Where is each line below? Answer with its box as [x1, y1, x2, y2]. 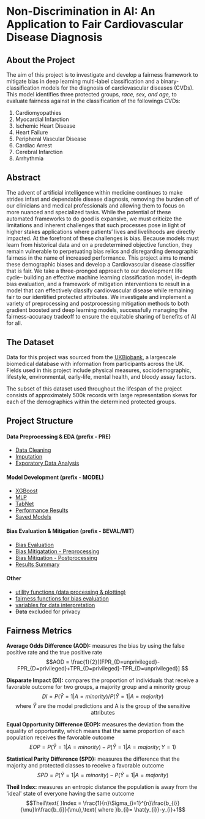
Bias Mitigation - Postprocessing [15, 554, 98, 561]
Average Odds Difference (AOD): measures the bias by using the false [6, 642, 185, 649]
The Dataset [6, 337, 54, 347]
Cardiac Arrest [15, 142, 53, 149]
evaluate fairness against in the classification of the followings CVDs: [6, 97, 181, 104]
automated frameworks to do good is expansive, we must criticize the [6, 215, 182, 222]
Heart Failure [15, 129, 48, 136]
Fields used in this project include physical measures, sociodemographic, [6, 367, 192, 374]
